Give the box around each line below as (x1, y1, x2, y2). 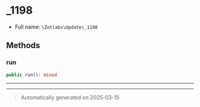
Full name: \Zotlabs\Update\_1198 (14, 23, 98, 30)
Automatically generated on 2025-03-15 (20, 93, 120, 101)
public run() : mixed (6, 72, 58, 78)
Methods (6, 40, 40, 51)
